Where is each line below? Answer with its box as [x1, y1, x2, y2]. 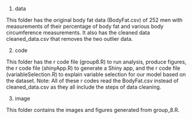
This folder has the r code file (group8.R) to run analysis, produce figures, [6, 59, 187, 65]
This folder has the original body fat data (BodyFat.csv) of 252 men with [6, 17, 183, 23]
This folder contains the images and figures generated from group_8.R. [6, 107, 180, 113]
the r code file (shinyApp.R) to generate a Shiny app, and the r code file [6, 65, 181, 72]
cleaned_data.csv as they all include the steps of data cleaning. [6, 83, 162, 91]
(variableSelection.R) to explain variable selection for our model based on [6, 71, 186, 78]
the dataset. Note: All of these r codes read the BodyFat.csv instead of [6, 77, 179, 84]
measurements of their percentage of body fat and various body [6, 23, 164, 30]
